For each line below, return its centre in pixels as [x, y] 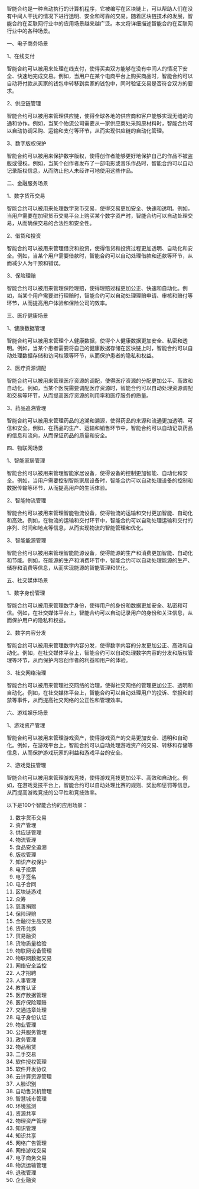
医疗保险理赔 [31, 1002]
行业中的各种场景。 [30, 31]
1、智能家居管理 [26, 461]
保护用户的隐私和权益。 [40, 620]
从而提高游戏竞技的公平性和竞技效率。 [53, 792]
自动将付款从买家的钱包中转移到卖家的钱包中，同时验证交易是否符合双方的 [97, 83]
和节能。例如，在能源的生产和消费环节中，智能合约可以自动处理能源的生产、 [100, 560]
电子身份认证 [31, 1017]
